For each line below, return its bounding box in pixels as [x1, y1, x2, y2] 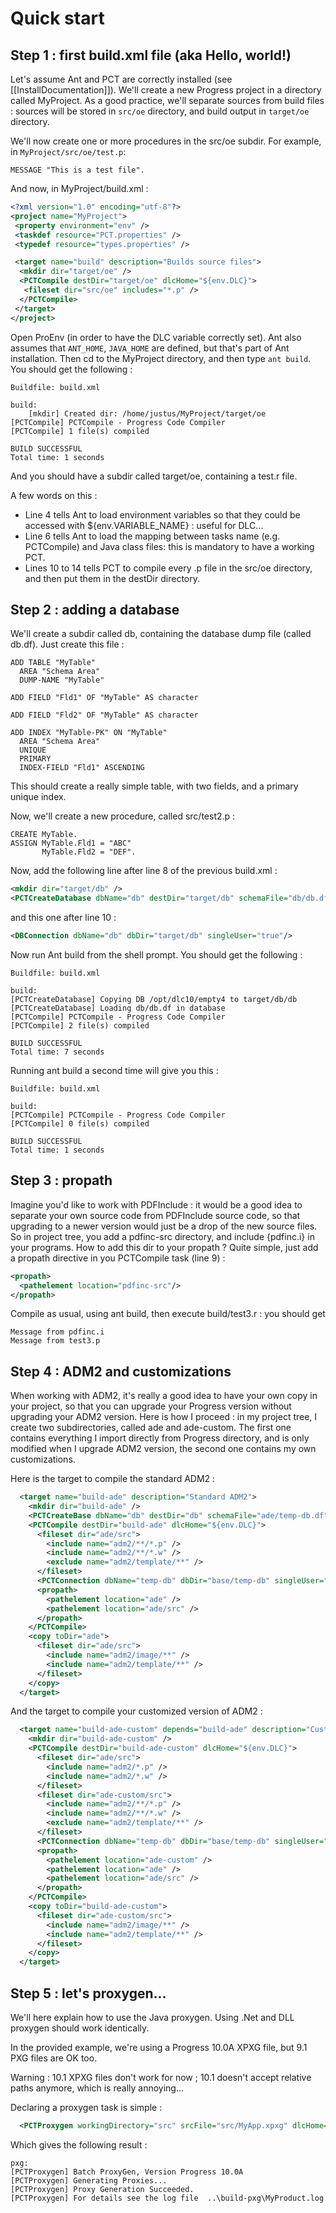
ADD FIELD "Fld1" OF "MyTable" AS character [10, 693, 199, 703]
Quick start [10, 7, 105, 30]
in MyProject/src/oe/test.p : [10, 146, 127, 157]
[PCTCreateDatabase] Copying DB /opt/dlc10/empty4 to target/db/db [10, 994, 298, 1004]
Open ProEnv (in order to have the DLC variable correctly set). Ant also [10, 331, 302, 343]
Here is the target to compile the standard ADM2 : [10, 1473, 216, 1485]
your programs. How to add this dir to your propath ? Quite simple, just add [10, 1241, 319, 1253]
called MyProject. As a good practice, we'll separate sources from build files [10, 95, 325, 106]
